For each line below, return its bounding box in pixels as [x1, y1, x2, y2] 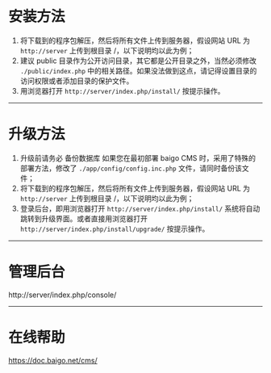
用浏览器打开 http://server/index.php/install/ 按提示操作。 [19, 86, 225, 95]
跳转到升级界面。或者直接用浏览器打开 [19, 213, 148, 223]
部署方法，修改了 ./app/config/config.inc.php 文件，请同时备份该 [19, 163, 242, 173]
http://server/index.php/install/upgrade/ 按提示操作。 [19, 224, 210, 233]
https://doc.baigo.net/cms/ [8, 355, 98, 365]
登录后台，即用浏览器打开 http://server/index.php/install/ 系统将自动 [19, 203, 261, 213]
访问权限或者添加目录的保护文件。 [19, 76, 134, 86]
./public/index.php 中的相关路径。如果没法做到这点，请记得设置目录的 [19, 65, 257, 75]
